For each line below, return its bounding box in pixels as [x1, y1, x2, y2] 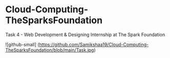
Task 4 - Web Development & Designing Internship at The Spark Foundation [5, 31, 165, 37]
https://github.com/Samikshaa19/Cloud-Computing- [39, 41, 149, 47]
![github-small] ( [5, 41, 39, 47]
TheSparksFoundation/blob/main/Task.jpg [5, 47, 94, 53]
